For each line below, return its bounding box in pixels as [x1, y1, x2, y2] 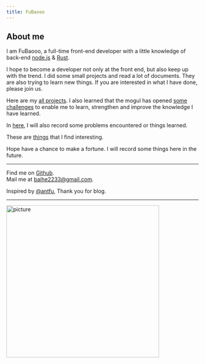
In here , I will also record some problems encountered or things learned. [6, 122, 188, 129]
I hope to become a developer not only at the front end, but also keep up [6, 66, 189, 73]
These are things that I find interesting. [6, 133, 104, 141]
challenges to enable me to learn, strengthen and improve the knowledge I [6, 103, 193, 111]
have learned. [6, 110, 41, 117]
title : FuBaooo [6, 9, 45, 15]
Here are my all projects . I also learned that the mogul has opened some [6, 97, 187, 104]
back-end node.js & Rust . [6, 54, 70, 61]
